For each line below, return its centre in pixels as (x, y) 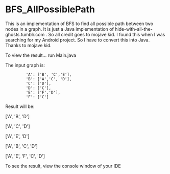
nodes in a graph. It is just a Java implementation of (59, 29)
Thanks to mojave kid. (29, 45)
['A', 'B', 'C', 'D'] (22, 146)
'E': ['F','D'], (43, 92)
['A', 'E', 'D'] (17, 136)
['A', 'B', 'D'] (17, 116)
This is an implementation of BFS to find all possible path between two (79, 24)
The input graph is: (25, 65)
